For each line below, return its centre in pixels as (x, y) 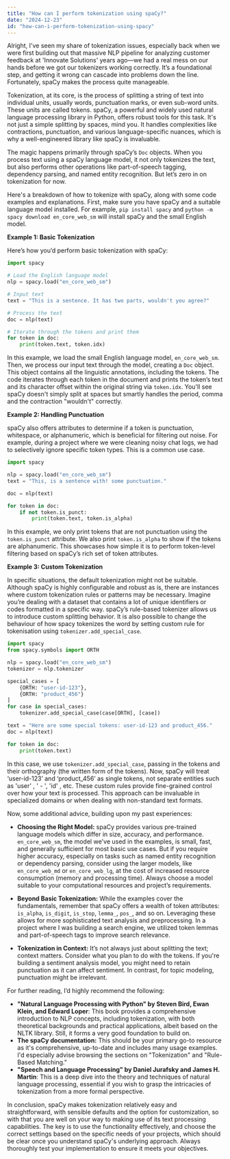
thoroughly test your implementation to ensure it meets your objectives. (108, 1148)
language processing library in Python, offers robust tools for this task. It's (112, 117)
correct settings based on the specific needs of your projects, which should (114, 1134)
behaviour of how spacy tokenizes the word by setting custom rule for (106, 624)
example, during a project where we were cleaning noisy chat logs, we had (113, 442)
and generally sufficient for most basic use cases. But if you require (112, 848)
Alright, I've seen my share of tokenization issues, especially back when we (114, 46)
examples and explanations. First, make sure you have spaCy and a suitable (114, 202)
